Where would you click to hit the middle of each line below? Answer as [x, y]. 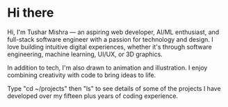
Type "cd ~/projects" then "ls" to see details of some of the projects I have [114, 88]
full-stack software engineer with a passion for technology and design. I [110, 39]
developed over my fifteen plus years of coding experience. [93, 96]
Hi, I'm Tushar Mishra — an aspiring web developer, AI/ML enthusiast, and [113, 32]
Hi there [31, 13]
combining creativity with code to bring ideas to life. [82, 75]
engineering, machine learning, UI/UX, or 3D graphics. [85, 54]
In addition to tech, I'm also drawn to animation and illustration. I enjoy [107, 67]
